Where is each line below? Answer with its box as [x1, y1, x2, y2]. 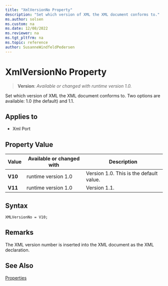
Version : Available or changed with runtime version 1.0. [17, 83, 132, 89]
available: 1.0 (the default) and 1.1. [5, 98, 74, 104]
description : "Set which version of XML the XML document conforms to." [5, 12, 160, 17]
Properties [5, 274, 27, 281]
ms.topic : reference [5, 40, 48, 45]
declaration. [5, 247, 30, 253]
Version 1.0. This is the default [85, 170, 158, 177]
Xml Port [12, 126, 31, 132]
